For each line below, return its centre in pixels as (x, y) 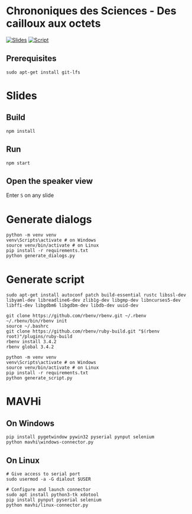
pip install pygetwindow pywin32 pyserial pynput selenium (80, 437)
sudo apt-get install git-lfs (43, 72)
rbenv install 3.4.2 (32, 342)
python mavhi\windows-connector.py (50, 442)
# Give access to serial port (43, 474)
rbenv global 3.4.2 (30, 347)
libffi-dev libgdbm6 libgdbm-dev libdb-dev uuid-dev (72, 306)
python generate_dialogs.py (41, 256)
